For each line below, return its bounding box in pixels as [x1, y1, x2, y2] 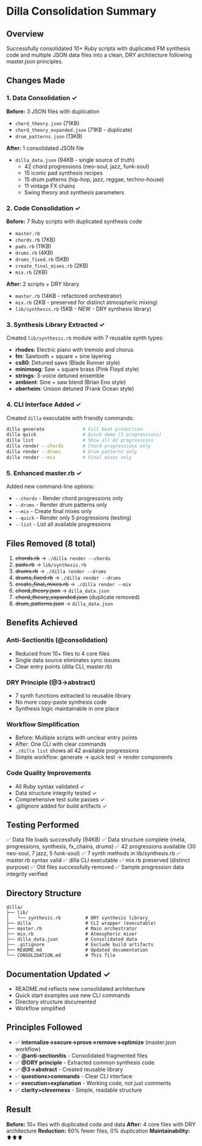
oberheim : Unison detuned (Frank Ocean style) [15, 385, 134, 392]
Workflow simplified [15, 1004, 66, 1012]
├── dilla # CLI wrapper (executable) [6, 921, 156, 927]
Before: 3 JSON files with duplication [6, 108, 100, 115]
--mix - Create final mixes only [15, 508, 92, 515]
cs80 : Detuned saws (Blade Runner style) [15, 359, 120, 367]
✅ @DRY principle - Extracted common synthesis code [15, 1059, 155, 1066]
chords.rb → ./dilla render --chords [15, 554, 111, 561]
